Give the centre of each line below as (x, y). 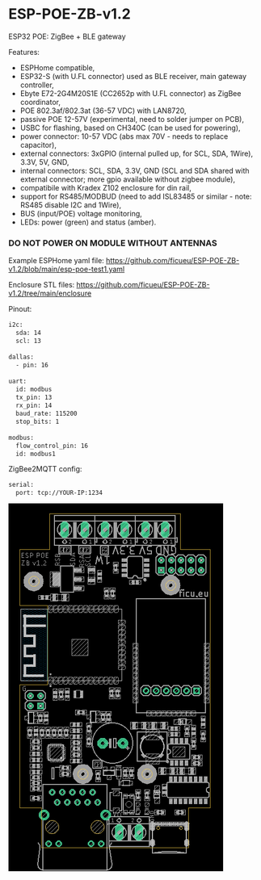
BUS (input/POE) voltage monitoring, (81, 213)
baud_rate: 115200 (47, 414)
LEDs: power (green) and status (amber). (88, 222)
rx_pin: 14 (34, 406)
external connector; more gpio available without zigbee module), (128, 179)
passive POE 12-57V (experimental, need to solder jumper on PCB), (132, 119)
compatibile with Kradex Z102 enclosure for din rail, (105, 187)
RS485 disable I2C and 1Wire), (71, 205)
